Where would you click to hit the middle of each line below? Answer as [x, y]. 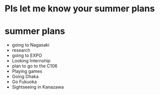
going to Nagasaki [30, 45]
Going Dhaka [25, 77]
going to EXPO [27, 55]
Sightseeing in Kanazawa [38, 87]
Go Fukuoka [24, 82]
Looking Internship [31, 61]
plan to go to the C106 [35, 66]
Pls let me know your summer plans [80, 9]
